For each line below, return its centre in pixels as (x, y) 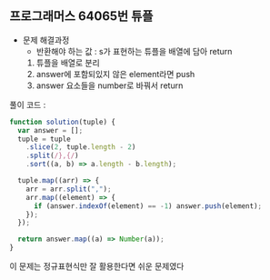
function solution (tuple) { (63, 122)
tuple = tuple (44, 139)
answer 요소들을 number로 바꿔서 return (110, 85)
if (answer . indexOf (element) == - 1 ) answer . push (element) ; (147, 206)
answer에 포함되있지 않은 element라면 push (115, 74)
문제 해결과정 (46, 40)
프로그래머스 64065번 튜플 (81, 16)
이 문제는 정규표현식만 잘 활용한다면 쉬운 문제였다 (97, 266)
